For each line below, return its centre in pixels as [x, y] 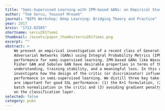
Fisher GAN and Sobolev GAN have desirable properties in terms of [84, 64]
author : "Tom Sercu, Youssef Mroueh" [44, 14]
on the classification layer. [45, 92]
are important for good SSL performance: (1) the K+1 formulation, [84, 83]
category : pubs [21, 101]
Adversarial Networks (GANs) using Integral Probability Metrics [82, 55]
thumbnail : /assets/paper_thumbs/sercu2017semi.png [59, 37]
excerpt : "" [17, 42]
